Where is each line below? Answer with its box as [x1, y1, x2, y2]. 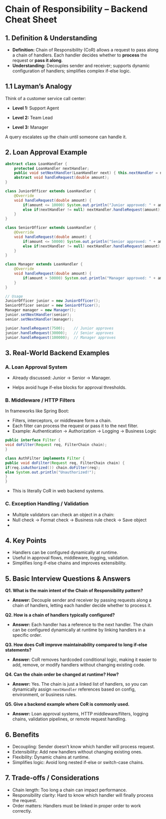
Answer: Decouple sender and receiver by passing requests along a [12, 597, 152, 603]
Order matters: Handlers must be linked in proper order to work [12, 803, 141, 809]
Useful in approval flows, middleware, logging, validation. [12, 555, 129, 561]
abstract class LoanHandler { [5, 161, 68, 166]
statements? [5, 647, 32, 653]
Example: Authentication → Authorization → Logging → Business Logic [12, 428, 157, 434]
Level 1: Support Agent [12, 105, 59, 111]
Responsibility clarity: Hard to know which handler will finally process [12, 792, 154, 798]
